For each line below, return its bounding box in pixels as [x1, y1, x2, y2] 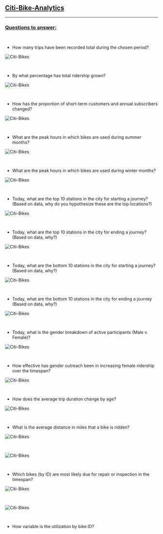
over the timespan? [12, 368, 51, 374]
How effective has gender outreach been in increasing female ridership [12, 363, 155, 368]
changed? [12, 106, 33, 112]
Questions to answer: [5, 24, 57, 31]
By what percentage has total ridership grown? [12, 73, 106, 79]
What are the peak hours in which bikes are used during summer [12, 134, 142, 140]
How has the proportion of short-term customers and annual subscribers [12, 101, 158, 107]
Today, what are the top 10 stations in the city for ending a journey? [12, 229, 147, 235]
